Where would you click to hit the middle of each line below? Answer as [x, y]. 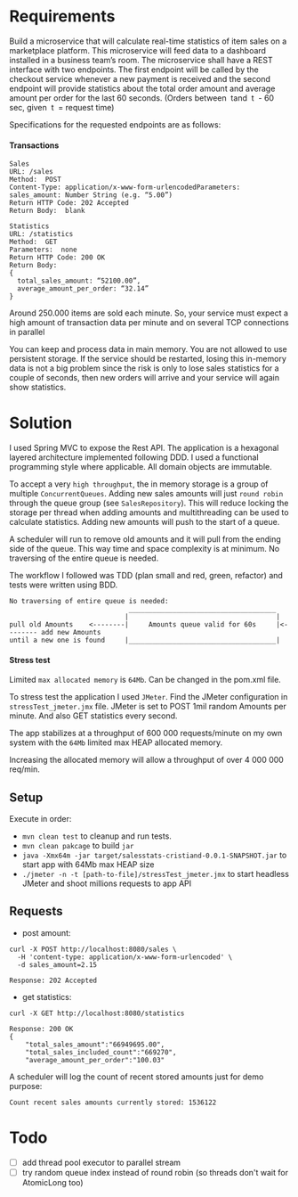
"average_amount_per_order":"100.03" [95, 1060]
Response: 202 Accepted [53, 980]
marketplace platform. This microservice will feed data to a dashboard [138, 50]
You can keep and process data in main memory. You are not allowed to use [148, 349]
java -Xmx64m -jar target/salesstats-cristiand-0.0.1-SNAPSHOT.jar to [154, 855]
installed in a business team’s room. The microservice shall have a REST [141, 60]
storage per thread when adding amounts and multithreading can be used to [149, 512]
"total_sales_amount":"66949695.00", [95, 1045]
